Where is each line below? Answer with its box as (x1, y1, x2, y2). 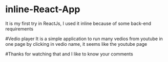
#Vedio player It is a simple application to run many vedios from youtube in (5, 36, 163, 42)
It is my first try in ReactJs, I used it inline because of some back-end (5, 20, 152, 26)
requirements (5, 25, 34, 32)
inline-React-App (5, 4, 80, 15)
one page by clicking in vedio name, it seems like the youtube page (5, 41, 148, 47)
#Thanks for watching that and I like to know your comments (5, 51, 133, 57)
